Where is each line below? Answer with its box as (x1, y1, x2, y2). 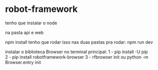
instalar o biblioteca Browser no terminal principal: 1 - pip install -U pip (5, 49, 148, 55)
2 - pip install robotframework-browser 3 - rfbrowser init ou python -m (5, 54, 149, 60)
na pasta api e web (5, 29, 44, 35)
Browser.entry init (5, 59, 41, 65)
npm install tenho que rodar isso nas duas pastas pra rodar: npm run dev (5, 39, 153, 45)
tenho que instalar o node (5, 20, 58, 26)
